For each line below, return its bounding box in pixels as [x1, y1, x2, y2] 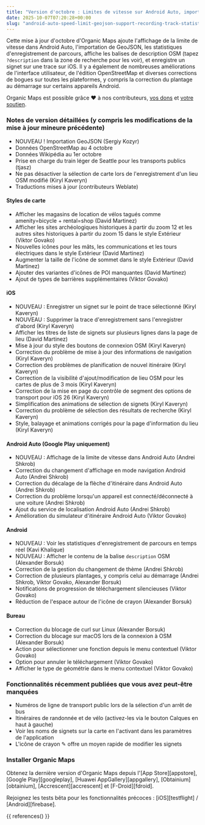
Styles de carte [6, 197, 46, 205]
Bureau [6, 612, 26, 620]
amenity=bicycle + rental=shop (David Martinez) [15, 217, 137, 224]
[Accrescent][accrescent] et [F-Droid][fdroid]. [38, 782, 154, 790]
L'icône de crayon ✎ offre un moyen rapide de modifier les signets [15, 740, 182, 747]
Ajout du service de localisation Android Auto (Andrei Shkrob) [15, 506, 170, 513]
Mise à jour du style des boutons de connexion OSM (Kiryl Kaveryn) [15, 342, 186, 349]
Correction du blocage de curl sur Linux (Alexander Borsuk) [15, 625, 166, 633]
